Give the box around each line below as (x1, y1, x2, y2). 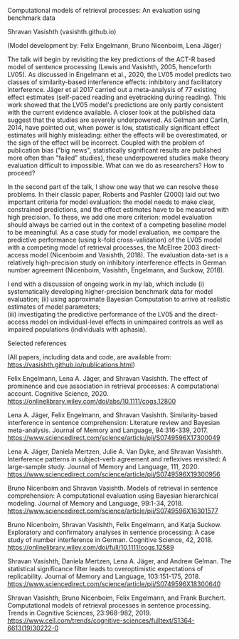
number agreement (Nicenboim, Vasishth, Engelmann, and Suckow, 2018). (7, 266, 225, 274)
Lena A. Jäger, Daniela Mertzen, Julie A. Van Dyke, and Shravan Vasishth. (7, 447, 223, 456)
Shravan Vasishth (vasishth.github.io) (7, 28, 117, 36)
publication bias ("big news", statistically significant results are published (7, 146, 222, 154)
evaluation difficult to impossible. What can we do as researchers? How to (7, 161, 225, 170)
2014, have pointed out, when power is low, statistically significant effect (7, 123, 220, 131)
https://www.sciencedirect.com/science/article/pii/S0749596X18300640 (7, 580, 221, 588)
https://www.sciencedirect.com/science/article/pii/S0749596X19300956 (7, 470, 221, 479)
